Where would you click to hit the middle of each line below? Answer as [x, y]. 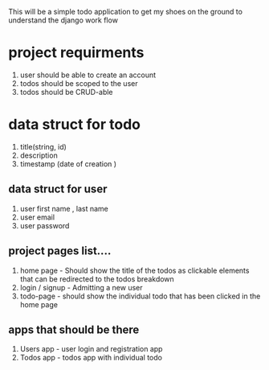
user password [45, 225]
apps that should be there [74, 329]
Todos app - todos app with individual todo [91, 358]
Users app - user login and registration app [91, 349]
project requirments [76, 53]
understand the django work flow [63, 20]
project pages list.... [60, 251]
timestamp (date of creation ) [68, 163]
